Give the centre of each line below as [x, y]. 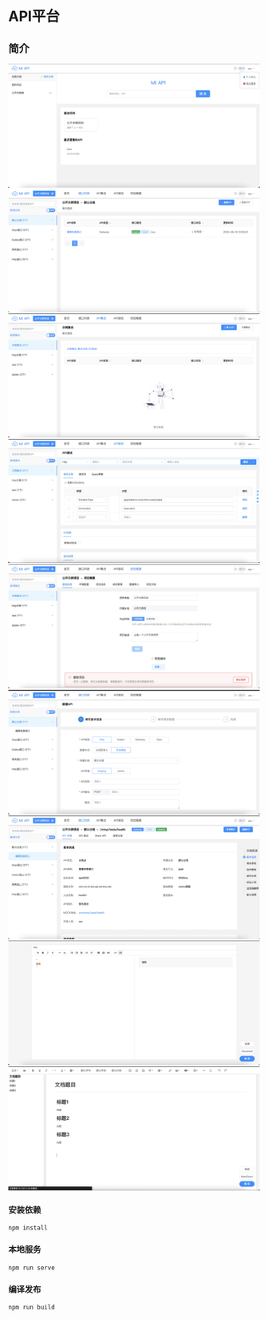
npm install [28, 1228]
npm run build [32, 1307]
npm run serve [32, 1268]
